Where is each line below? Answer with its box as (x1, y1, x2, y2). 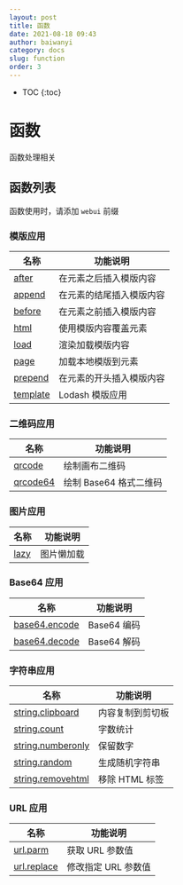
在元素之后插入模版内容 (58, 272, 156, 284)
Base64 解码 (88, 636, 141, 648)
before (13, 304, 42, 317)
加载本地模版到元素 (58, 355, 139, 367)
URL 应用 (9, 802, 48, 815)
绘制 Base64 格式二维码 (63, 477, 163, 489)
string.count (13, 723, 65, 735)
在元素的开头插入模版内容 (58, 372, 165, 384)
